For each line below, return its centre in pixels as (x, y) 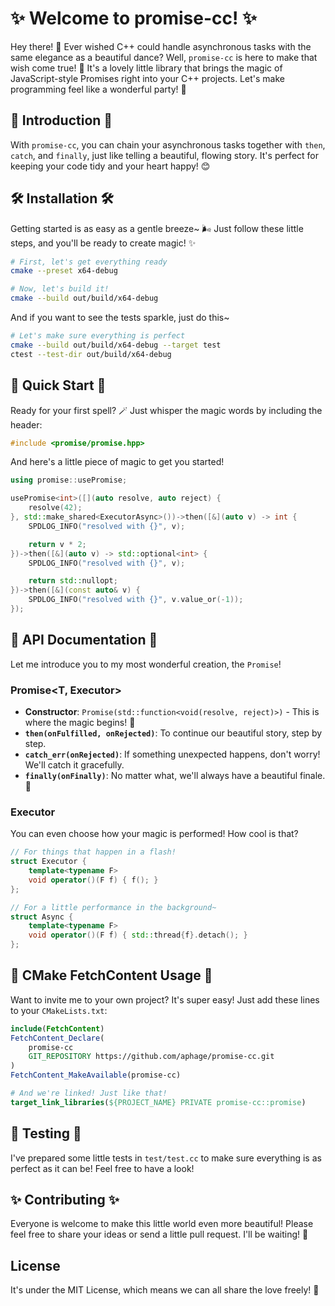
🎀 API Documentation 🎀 (84, 640)
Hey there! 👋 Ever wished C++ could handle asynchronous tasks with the (161, 46)
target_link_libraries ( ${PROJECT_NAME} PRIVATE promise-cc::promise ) (158, 1102)
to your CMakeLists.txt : (59, 1010)
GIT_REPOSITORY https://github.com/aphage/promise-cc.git (151, 1057)
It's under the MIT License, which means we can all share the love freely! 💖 (165, 1290)
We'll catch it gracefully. (74, 764)
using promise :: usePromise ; (69, 480)
